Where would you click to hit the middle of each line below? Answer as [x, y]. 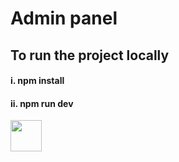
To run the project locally [90, 55]
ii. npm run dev [42, 103]
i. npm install [37, 81]
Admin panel [64, 18]
